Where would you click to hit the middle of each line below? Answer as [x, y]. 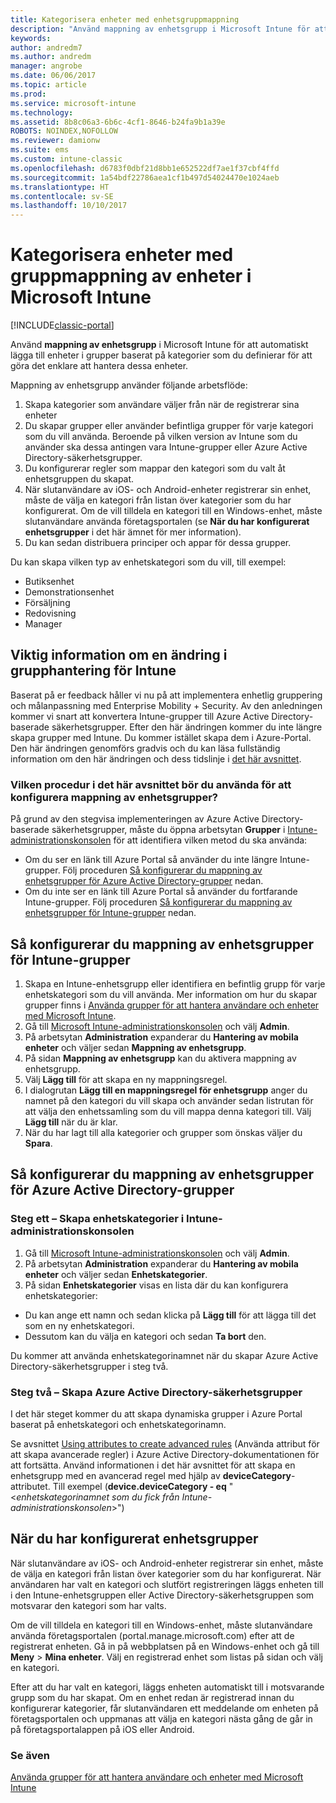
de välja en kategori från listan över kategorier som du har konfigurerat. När [166, 1573]
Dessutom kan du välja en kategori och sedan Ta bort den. [145, 1336]
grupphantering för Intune [93, 671]
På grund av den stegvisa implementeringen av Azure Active [135, 819]
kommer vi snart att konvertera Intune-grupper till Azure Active [140, 716]
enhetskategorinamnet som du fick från [98, 1497]
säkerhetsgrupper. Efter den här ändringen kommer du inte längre [187, 727]
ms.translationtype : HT [60, 187]
